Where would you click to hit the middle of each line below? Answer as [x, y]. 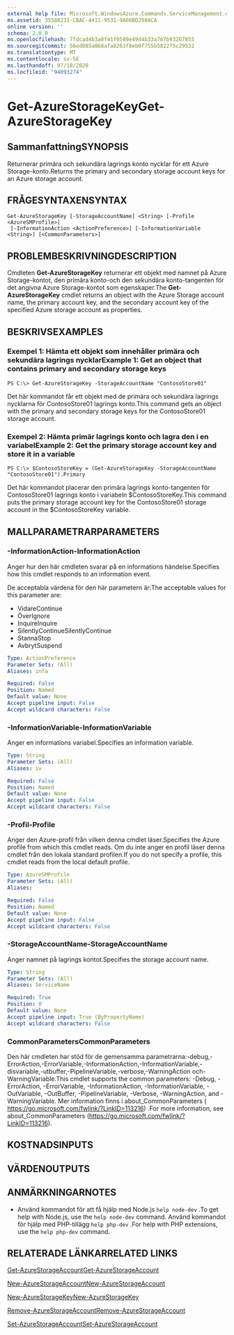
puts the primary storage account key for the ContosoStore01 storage [107, 502]
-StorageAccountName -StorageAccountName [87, 944]
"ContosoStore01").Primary [46, 474]
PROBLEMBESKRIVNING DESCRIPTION [92, 256]
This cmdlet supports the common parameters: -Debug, [136, 1079]
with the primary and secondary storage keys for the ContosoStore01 [106, 411]
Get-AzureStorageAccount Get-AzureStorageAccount [83, 1270]
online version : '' [36, 26]
